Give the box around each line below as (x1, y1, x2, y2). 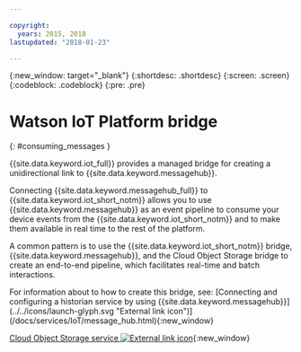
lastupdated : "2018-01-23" (9, 38, 111, 47)
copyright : (9, 21, 50, 30)
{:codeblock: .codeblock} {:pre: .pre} (9, 80, 146, 91)
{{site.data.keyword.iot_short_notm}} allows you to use (9, 195, 213, 206)
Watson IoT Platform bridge (9, 111, 218, 131)
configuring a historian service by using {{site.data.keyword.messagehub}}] (9, 296, 290, 307)
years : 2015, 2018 (17, 29, 87, 39)
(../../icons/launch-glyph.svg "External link (9, 306, 166, 317)
